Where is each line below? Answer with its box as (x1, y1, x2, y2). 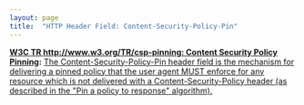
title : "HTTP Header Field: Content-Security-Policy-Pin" (9, 22, 238, 31)
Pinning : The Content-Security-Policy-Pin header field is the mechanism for (9, 56, 295, 67)
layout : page (9, 13, 59, 23)
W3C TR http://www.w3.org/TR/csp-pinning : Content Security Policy (9, 46, 278, 57)
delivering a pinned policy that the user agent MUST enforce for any (9, 65, 265, 77)
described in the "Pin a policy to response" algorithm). (9, 85, 213, 96)
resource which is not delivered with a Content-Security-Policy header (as (9, 75, 288, 86)
